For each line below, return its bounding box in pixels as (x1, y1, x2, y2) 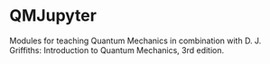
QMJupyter (9, 5, 98, 26)
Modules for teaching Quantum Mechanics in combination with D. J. (9, 35, 262, 46)
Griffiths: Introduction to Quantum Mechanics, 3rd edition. (9, 44, 225, 55)
